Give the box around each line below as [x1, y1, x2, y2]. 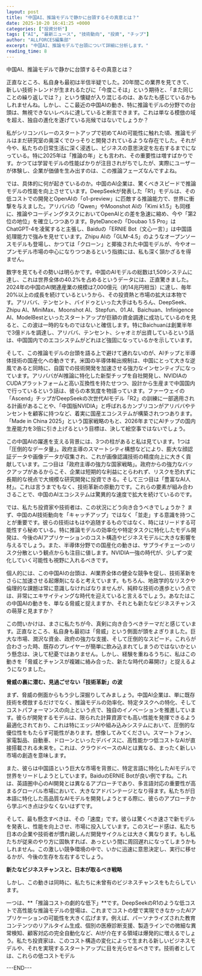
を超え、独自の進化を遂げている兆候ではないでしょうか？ [6, 116, 149, 123]
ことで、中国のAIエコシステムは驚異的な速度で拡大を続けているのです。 [16, 491, 195, 498]
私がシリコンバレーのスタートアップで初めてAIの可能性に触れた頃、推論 [6, 129, 186, 136]
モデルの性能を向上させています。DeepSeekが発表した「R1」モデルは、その [6, 187, 196, 194]
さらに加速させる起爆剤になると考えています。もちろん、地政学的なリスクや [6, 577, 196, 584]
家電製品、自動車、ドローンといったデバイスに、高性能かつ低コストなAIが [6, 736, 191, 744]
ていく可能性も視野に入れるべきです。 [16, 556, 112, 563]
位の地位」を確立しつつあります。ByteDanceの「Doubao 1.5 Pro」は [6, 217, 176, 224]
